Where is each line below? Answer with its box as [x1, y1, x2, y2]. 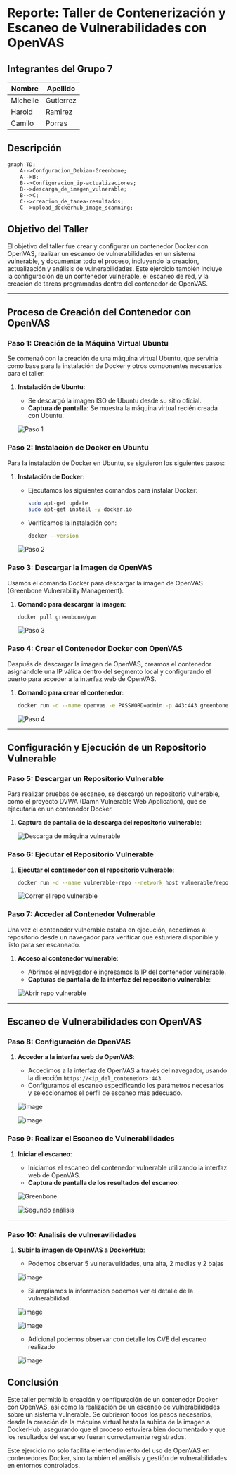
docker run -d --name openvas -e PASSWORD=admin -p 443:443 [17, 702, 197, 709]
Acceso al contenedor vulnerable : [17, 954, 119, 962]
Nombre [11, 84, 39, 93]
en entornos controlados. [7, 1461, 81, 1469]
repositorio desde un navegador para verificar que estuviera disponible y [7, 932, 219, 941]
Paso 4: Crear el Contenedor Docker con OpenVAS [7, 644, 183, 654]
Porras [45, 118, 68, 128]
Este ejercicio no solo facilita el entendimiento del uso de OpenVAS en [7, 1446, 210, 1455]
